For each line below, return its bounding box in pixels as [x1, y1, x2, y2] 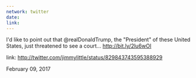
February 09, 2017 [6, 65, 51, 73]
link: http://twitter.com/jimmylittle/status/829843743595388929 [6, 54, 163, 61]
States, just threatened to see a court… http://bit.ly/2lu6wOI [6, 42, 151, 49]
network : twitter [6, 8, 49, 15]
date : [6, 14, 20, 20]
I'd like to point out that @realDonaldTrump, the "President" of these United [6, 36, 191, 43]
